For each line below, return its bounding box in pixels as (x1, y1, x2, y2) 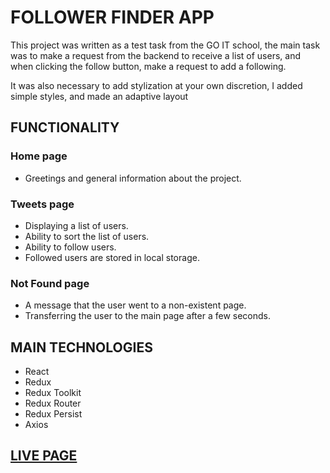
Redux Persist (24, 408, 83, 420)
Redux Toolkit (24, 387, 82, 399)
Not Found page (10, 276, 90, 290)
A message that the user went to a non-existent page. (24, 299, 247, 311)
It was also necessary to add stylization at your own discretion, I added (10, 79, 303, 91)
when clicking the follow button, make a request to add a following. (10, 60, 287, 72)
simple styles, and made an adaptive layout (10, 90, 189, 102)
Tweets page (10, 197, 75, 211)
